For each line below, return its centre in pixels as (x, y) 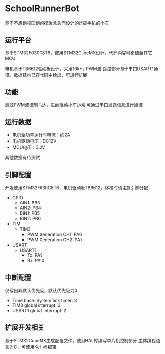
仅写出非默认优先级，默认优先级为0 (41, 290)
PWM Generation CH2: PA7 (55, 240)
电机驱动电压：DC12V (34, 141)
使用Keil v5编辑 (41, 347)
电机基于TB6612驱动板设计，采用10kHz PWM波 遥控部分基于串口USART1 (80, 69)
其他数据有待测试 (22, 158)
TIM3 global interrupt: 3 (36, 305)
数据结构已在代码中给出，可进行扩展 (50, 75)
